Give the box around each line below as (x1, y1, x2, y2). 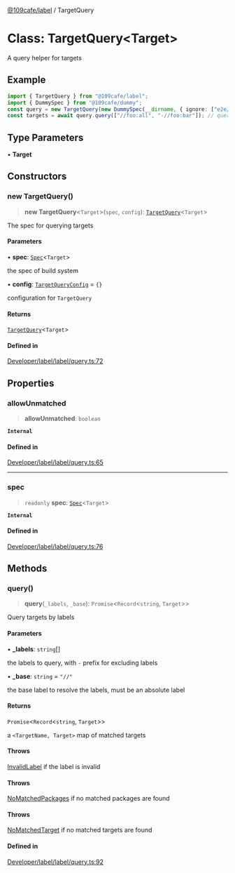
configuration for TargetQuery (7, 293, 92, 302)
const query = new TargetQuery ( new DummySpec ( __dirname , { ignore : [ (7, 105, 215, 113)
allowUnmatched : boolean (24, 414, 101, 423)
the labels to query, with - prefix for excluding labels (7, 658, 158, 667)
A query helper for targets (7, 53, 83, 62)
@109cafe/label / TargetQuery (7, 6, 94, 14)
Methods (7, 563, 48, 575)
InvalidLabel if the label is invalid (7, 763, 101, 771)
